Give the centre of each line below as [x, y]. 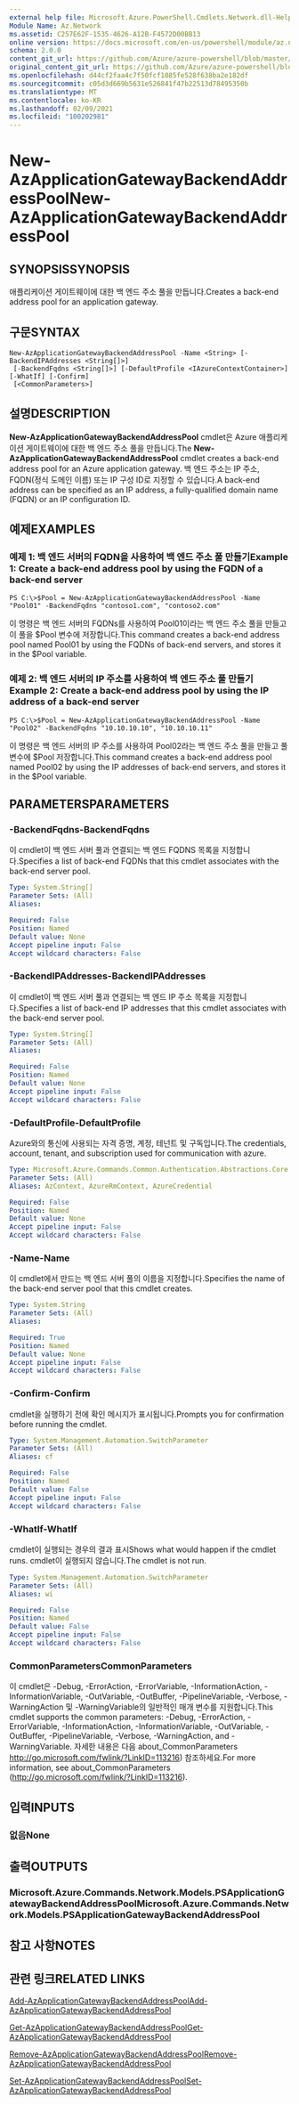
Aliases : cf [31, 1457]
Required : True [37, 1337]
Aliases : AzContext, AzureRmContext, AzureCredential [111, 1186]
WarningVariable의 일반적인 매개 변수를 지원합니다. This [176, 1707]
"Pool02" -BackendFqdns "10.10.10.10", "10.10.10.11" [111, 728]
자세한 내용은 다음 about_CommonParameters [156, 1747]
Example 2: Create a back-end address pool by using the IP [139, 691]
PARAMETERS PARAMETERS [89, 804]
